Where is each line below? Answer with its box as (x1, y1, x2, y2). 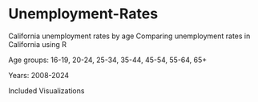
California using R (8, 39, 67, 49)
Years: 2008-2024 (8, 70, 70, 80)
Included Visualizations (8, 85, 85, 96)
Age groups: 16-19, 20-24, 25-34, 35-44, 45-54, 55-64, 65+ (8, 55, 208, 65)
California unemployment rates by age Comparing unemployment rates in (8, 31, 251, 41)
